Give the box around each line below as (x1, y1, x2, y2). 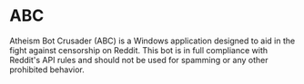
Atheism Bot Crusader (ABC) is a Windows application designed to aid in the (9, 35, 296, 46)
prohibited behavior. (9, 64, 85, 75)
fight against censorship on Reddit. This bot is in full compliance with (9, 44, 269, 55)
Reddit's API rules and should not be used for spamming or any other (9, 54, 269, 65)
